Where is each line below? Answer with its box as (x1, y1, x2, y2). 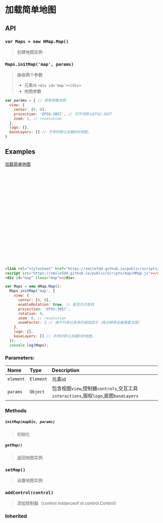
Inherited (5, 513, 27, 520)
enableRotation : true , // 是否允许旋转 (17, 302, 95, 307)
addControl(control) (5, 490, 54, 496)
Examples (5, 148, 35, 156)
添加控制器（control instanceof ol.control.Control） (16, 500, 119, 506)
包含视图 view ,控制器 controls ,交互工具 (51, 385, 138, 392)
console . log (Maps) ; (9, 343, 49, 348)
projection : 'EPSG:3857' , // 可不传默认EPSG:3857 (14, 111, 113, 117)
